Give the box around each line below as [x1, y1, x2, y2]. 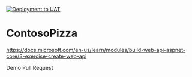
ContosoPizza [6, 27, 78, 40]
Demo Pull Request [6, 64, 53, 71]
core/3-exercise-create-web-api [6, 53, 87, 60]
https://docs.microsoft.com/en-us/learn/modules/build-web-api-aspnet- [6, 46, 186, 53]
